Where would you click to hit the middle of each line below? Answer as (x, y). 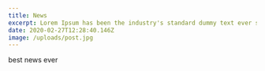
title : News (28, 15)
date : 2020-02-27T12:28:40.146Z (61, 30)
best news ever (33, 60)
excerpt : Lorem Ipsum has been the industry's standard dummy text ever (130, 23)
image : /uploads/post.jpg (50, 37)
